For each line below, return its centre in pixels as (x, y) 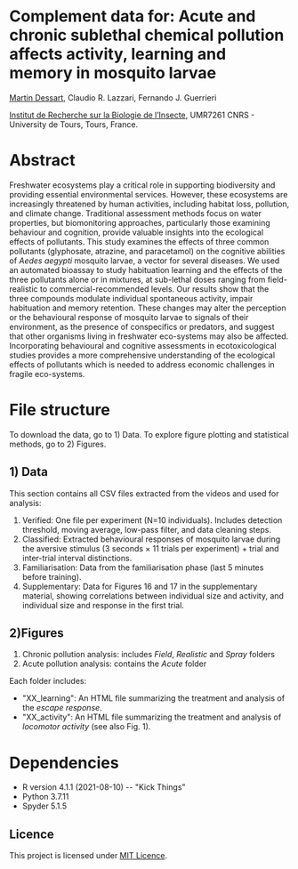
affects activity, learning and (118, 54)
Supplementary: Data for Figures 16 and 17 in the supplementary (140, 586)
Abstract (42, 161)
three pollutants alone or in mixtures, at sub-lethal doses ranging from (137, 279)
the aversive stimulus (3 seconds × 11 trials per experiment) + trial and (150, 548)
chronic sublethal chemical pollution (147, 35)
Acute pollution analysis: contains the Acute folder (114, 664)
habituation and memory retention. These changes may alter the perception (148, 308)
